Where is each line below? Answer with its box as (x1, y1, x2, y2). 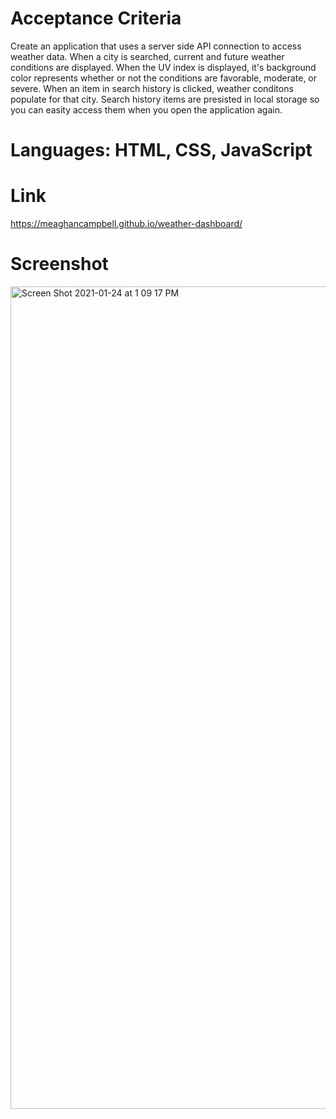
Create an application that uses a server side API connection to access (10, 40, 302, 52)
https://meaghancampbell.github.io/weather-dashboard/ (10, 218, 243, 230)
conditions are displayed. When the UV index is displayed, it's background (10, 61, 317, 73)
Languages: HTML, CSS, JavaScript (10, 139, 313, 162)
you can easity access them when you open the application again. (10, 103, 283, 116)
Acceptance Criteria (10, 7, 182, 30)
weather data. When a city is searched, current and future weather (10, 50, 285, 62)
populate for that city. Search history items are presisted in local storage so (10, 93, 320, 105)
